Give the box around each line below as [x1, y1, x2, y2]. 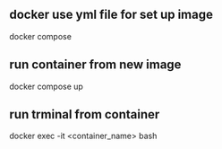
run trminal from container [9, 107, 160, 122]
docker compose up [9, 81, 83, 92]
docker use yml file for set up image [9, 7, 213, 22]
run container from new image [9, 57, 182, 73]
